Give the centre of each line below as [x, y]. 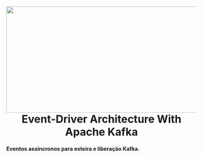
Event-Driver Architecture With [101, 119]
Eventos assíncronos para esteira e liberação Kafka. [73, 148]
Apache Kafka [101, 132]
